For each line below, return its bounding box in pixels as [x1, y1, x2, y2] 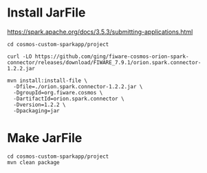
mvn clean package [7, 159, 60, 166]
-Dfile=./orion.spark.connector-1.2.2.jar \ [13, 83, 143, 90]
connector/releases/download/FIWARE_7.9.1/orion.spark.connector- [7, 59, 201, 66]
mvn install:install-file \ [7, 77, 88, 84]
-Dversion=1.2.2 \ [13, 101, 67, 108]
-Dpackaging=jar [13, 107, 60, 114]
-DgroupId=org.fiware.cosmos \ [13, 89, 103, 96]
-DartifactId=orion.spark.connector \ [13, 95, 125, 102]
